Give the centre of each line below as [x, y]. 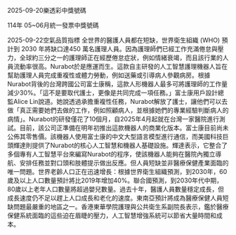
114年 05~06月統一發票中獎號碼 [53, 25]
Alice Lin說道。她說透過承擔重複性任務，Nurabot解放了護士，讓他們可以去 [120, 101]
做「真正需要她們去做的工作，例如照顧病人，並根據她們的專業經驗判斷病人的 [118, 110]
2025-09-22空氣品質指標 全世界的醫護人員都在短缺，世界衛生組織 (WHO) [114, 40]
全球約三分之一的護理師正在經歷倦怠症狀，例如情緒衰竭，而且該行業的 [121, 58]
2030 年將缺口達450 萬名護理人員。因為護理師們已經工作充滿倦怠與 [119, 49]
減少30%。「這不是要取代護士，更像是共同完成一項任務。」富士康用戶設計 [113, 93]
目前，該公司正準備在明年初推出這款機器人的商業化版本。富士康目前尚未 [124, 128]
